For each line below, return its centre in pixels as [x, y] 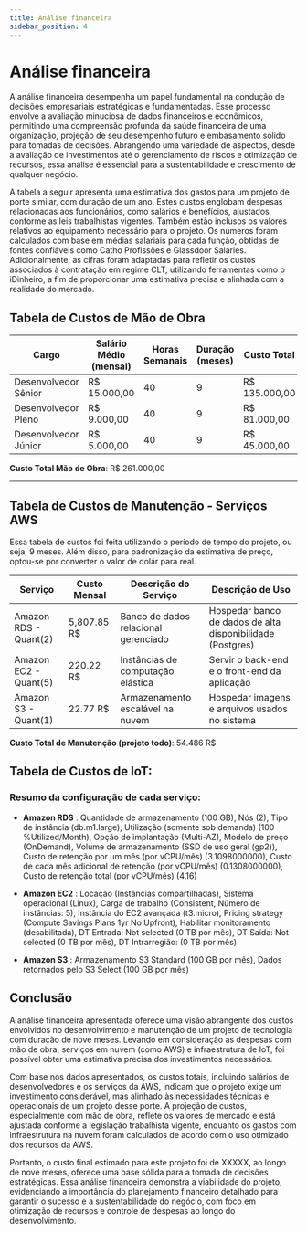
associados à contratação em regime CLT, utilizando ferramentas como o [148, 269]
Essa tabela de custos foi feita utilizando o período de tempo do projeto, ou [151, 542]
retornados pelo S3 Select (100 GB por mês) [106, 969]
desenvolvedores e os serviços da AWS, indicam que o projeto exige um [146, 1086]
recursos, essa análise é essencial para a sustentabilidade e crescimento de [153, 164]
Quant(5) [34, 683]
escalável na [147, 709]
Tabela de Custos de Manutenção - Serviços [138, 506]
